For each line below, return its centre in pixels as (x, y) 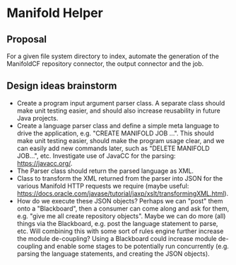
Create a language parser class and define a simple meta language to (118, 125)
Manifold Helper (55, 13)
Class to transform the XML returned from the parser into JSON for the (120, 178)
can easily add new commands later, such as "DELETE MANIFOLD (113, 148)
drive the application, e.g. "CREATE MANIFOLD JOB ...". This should (115, 133)
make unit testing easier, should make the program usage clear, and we (120, 140)
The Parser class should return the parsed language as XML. (105, 171)
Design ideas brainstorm (62, 86)
